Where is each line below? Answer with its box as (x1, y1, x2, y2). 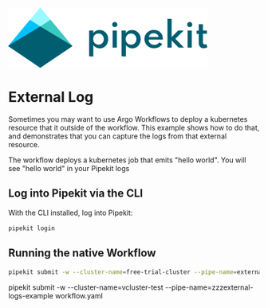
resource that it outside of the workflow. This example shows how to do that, (8, 123, 260, 132)
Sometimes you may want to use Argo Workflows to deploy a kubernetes (8, 114, 248, 123)
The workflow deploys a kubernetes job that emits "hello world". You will (8, 155, 246, 165)
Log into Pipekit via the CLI (8, 187, 144, 201)
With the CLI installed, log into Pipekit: (8, 208, 133, 217)
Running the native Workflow (8, 247, 156, 260)
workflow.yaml (54, 291, 104, 301)
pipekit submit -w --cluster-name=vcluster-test (8, 283, 164, 292)
